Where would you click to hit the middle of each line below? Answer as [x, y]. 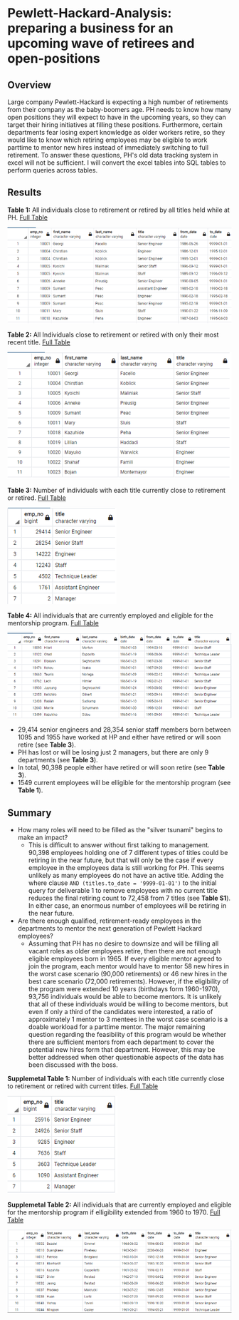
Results [25, 193]
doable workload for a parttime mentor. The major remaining [117, 1027]
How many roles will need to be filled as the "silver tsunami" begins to [120, 830]
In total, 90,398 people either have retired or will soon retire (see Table [121, 767]
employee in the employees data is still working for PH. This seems [126, 868]
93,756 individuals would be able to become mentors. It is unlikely [125, 997]
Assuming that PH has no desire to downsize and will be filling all [123, 943]
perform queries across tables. [53, 170]
